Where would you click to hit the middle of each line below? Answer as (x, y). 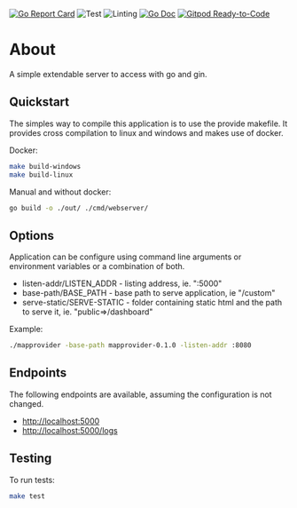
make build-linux (41, 175)
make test (27, 496)
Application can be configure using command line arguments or (125, 257)
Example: (26, 329)
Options (32, 235)
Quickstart (39, 102)
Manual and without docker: (60, 192)
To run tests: (32, 480)
